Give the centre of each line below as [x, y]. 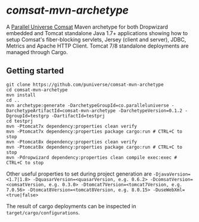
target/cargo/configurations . [43, 212]
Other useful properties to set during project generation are [79, 174]
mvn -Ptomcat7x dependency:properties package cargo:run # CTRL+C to [94, 132]
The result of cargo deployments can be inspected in [71, 206]
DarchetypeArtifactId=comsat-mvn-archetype [61, 111]
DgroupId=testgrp [28, 116]
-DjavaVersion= [172, 174]
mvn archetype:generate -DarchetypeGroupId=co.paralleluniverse [88, 105]
